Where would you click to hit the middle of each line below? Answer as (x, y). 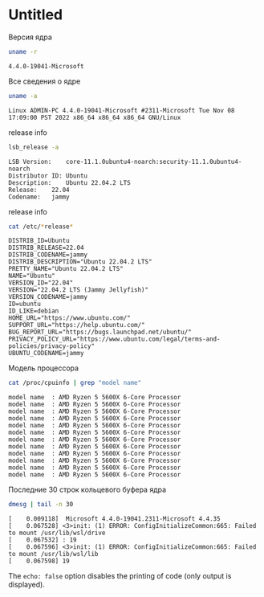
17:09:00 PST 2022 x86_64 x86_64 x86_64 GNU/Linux (95, 117)
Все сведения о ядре (45, 81)
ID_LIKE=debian (34, 311)
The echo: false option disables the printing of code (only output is (120, 576)
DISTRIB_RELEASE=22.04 (46, 248)
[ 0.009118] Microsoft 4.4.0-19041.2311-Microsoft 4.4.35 (114, 519)
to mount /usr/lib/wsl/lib (53, 554)
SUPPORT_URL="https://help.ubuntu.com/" (77, 325)
